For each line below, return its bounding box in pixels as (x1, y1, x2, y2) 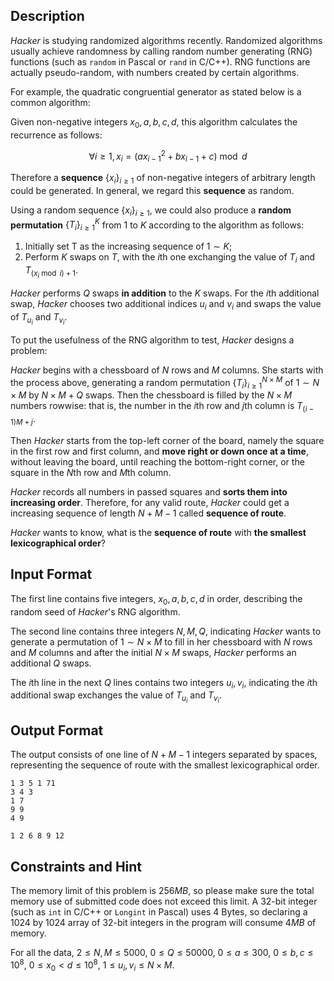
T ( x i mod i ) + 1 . (24, 264, 79, 280)
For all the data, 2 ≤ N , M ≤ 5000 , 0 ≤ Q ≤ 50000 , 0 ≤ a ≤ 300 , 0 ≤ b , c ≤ (10, 947, 314, 959)
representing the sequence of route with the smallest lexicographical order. (10, 759, 320, 771)
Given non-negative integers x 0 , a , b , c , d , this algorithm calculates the (10, 115, 298, 130)
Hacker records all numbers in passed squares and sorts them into (10, 486, 288, 498)
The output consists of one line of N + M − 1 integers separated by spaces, (10, 749, 318, 761)
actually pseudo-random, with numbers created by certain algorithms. (10, 66, 300, 78)
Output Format (10, 722, 104, 739)
